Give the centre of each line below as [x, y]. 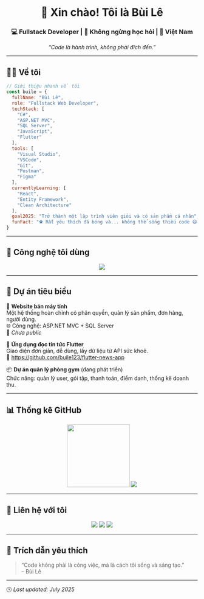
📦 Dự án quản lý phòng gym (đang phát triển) [65, 369]
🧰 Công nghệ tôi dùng [48, 252]
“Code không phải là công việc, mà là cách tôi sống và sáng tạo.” [103, 565]
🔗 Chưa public [24, 332]
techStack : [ [28, 109]
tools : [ [23, 149]
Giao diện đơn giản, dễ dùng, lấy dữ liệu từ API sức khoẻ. [77, 351]
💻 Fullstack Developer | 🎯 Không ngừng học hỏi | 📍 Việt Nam [102, 32]
